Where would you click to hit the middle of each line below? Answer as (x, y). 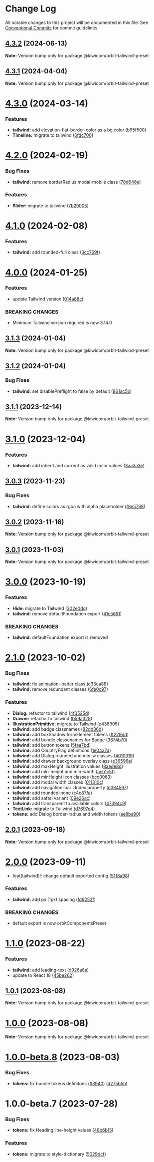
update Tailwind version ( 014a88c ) (48, 299)
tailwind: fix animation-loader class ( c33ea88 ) (60, 684)
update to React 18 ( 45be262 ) (43, 975)
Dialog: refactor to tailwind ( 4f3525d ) (51, 713)
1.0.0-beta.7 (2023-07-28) (62, 1104)
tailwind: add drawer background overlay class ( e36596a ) (73, 761)
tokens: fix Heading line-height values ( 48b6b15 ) (63, 1130)
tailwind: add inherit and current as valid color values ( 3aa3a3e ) (78, 465)
